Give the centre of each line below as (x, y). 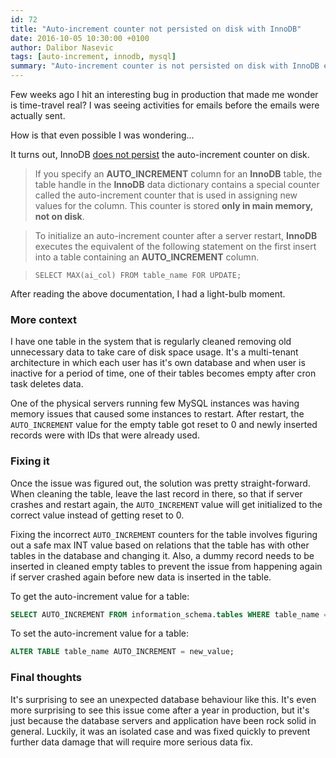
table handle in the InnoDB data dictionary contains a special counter (177, 184)
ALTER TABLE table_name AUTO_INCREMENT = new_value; (122, 652)
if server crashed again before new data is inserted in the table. (141, 577)
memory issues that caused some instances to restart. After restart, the (157, 414)
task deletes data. (47, 384)
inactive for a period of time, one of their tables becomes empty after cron (163, 373)
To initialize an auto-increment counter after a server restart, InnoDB (176, 235)
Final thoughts (46, 678)
